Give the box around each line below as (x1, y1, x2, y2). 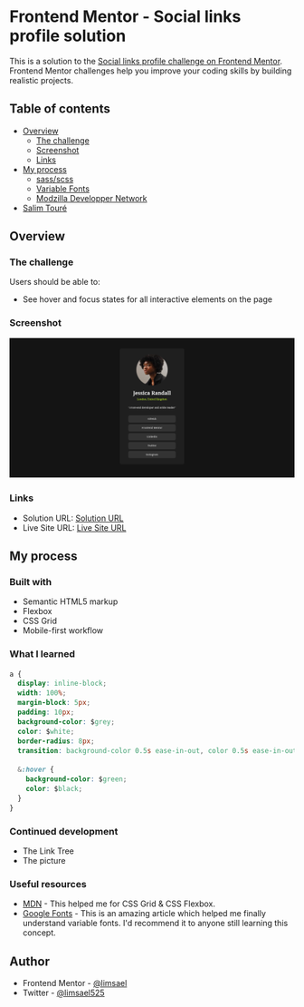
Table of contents (9, 102, 110, 117)
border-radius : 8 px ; (17, 737, 95, 746)
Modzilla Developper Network (35, 192, 147, 203)
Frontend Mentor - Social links (9, 6, 242, 27)
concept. (22, 927, 56, 938)
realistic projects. (9, 74, 74, 85)
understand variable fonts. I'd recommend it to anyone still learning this (22, 918, 289, 929)
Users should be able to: (9, 277, 101, 288)
